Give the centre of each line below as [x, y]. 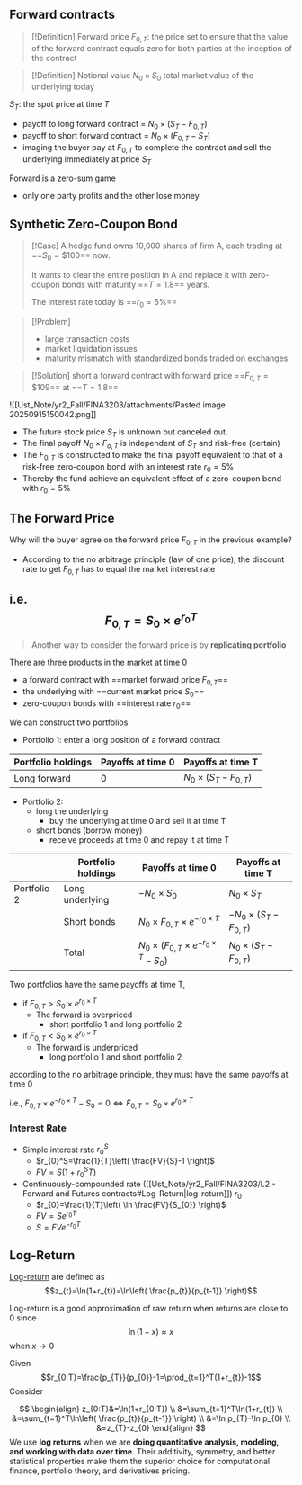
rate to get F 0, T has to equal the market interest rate [119, 570]
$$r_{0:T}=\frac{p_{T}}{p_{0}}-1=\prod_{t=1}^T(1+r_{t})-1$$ [151, 1378]
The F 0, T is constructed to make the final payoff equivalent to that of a [152, 456]
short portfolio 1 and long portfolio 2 [115, 1024]
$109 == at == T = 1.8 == [75, 387]
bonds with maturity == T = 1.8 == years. [136, 284]
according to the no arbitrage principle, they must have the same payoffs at [149, 1074]
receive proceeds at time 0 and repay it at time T [139, 839]
